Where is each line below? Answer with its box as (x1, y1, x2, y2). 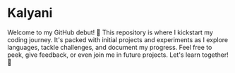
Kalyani (7, 5, 53, 21)
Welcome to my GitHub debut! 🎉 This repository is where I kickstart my (7, 28, 214, 36)
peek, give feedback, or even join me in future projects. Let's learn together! (7, 51, 229, 59)
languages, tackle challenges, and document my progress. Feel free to (7, 43, 212, 51)
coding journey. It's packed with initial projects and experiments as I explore (7, 35, 229, 44)
